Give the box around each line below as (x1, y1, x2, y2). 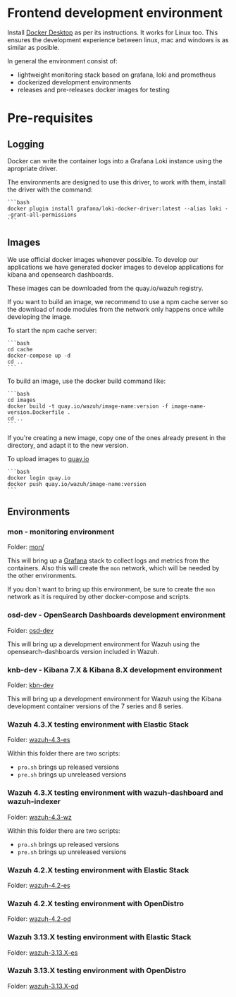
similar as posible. (7, 43, 60, 51)
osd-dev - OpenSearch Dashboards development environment (7, 610, 226, 620)
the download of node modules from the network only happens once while (7, 305, 224, 313)
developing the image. (7, 312, 73, 321)
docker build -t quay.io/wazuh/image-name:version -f (7, 403, 169, 410)
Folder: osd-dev (7, 626, 54, 634)
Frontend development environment (7, 5, 223, 21)
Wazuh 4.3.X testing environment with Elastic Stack (7, 720, 189, 729)
